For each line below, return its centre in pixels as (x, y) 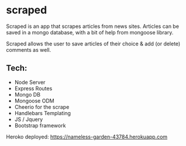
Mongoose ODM (34, 101)
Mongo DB (27, 94)
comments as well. (29, 49)
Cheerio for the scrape (42, 107)
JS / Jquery (29, 119)
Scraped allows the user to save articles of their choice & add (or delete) (93, 44)
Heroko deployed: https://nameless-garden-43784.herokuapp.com (87, 137)
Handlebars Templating (43, 113)
